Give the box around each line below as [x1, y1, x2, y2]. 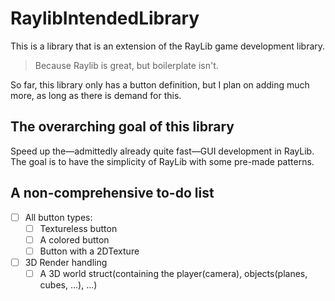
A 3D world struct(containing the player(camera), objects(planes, [39, 267, 308, 279]
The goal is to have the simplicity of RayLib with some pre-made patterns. [10, 155, 315, 167]
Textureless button [39, 222, 118, 234]
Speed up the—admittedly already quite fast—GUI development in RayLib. [10, 145, 315, 157]
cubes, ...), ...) [39, 278, 98, 291]
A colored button [39, 233, 110, 246]
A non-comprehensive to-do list [10, 185, 215, 202]
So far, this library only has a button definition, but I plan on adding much [10, 78, 310, 91]
